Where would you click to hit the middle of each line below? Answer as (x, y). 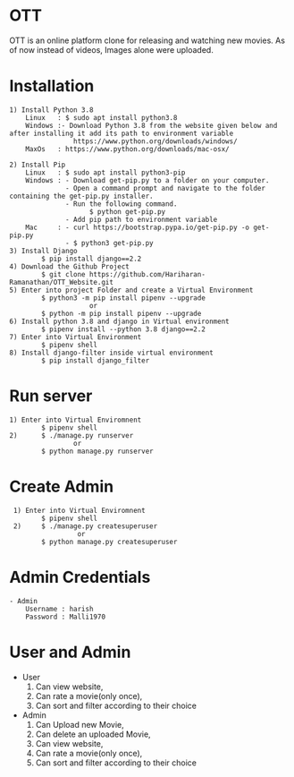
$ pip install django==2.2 (92, 259)
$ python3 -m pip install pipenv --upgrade (123, 298)
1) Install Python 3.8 (51, 110)
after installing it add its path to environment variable (122, 133)
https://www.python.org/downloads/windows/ (155, 141)
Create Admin (62, 487)
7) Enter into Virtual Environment (76, 337)
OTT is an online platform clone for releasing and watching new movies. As (147, 40)
